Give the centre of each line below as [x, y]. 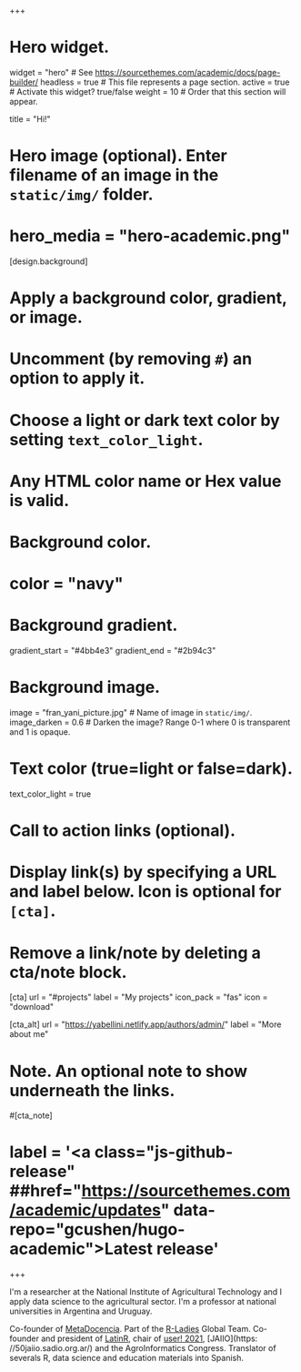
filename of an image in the [114, 175]
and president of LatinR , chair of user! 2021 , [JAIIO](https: [149, 1338]
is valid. [40, 500]
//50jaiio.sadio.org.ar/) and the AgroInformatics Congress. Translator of [143, 1348]
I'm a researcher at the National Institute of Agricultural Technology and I [146, 1292]
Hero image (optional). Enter [118, 156]
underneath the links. [92, 1090]
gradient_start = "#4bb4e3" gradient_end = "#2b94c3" [113, 651]
